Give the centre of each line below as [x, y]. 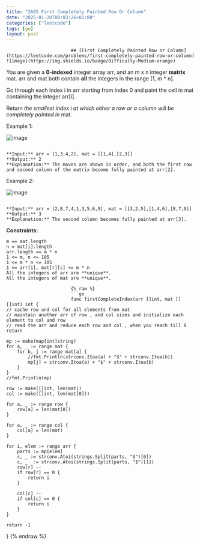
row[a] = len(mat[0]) [44, 410]
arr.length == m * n [32, 252]
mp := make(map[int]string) [41, 342]
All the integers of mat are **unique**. [59, 279]
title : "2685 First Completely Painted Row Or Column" [76, 12]
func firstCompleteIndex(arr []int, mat [122, 300]
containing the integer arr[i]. [41, 97]
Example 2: [20, 181]
